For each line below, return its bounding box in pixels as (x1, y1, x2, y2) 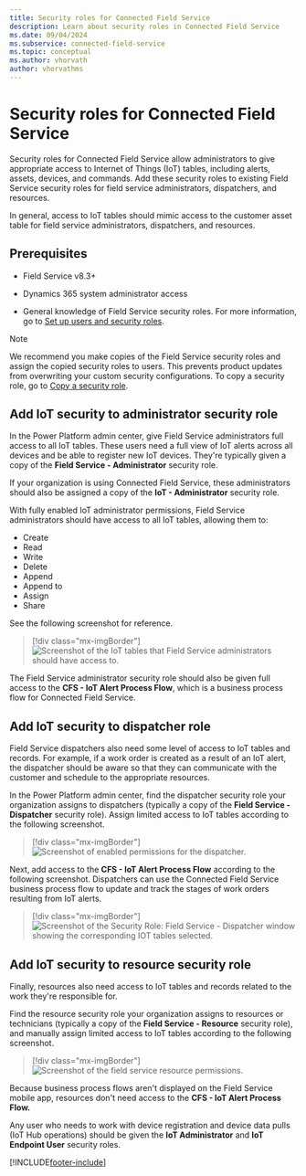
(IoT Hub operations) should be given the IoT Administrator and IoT (9, 1129, 264, 1140)
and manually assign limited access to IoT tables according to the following (9, 1028, 292, 1039)
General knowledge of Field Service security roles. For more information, (22, 305, 297, 316)
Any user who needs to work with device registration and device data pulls (9, 1120, 290, 1131)
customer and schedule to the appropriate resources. (9, 772, 210, 783)
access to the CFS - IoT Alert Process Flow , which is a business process (9, 683, 283, 694)
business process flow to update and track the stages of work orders (9, 884, 269, 895)
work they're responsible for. (9, 991, 118, 1001)
